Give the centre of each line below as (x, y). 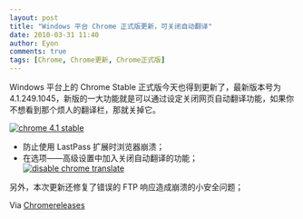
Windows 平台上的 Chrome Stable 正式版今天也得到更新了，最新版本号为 (145, 87)
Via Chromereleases (47, 205)
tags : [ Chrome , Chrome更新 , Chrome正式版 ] (88, 60)
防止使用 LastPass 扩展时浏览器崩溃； (93, 147)
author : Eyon (34, 43)
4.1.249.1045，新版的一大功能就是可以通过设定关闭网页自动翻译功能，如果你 (152, 98)
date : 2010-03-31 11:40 (54, 35)
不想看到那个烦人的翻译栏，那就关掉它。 (85, 109)
